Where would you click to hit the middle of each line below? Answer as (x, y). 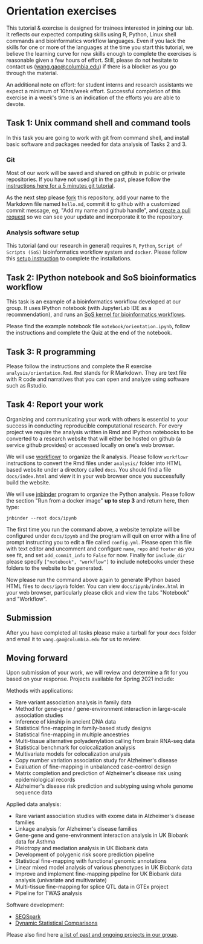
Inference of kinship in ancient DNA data (66, 722)
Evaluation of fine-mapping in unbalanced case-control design (93, 767)
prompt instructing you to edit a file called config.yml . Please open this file (99, 542)
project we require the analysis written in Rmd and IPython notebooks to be (100, 432)
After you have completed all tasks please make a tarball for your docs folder (101, 632)
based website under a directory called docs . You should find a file (89, 469)
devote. (16, 104)
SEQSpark (28, 917)
